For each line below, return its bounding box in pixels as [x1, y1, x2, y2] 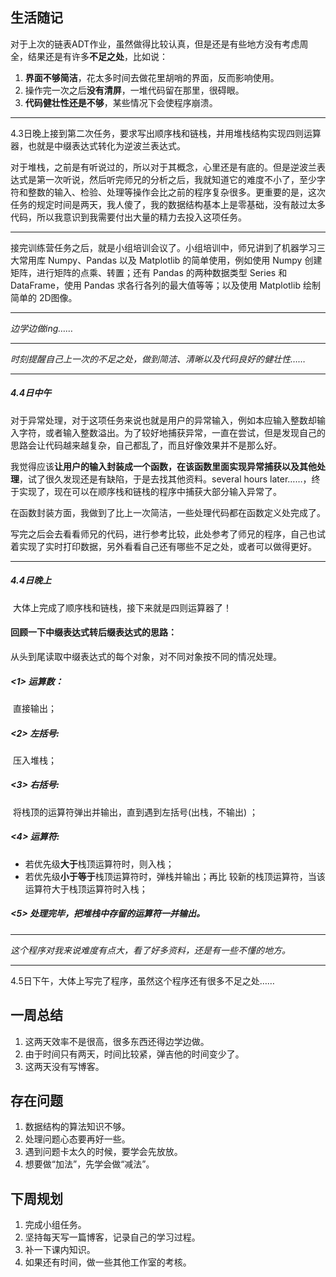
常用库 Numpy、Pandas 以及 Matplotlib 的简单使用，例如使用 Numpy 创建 [18, 254, 323, 266]
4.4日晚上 [10, 574, 52, 587]
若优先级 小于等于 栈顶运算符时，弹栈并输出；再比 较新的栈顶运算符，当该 [24, 870, 326, 882]
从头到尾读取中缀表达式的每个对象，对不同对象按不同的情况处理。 [10, 650, 282, 662]
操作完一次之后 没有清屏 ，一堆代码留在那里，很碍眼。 [24, 84, 245, 96]
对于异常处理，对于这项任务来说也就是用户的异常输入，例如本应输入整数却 [10, 414, 317, 426]
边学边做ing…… [10, 322, 74, 334]
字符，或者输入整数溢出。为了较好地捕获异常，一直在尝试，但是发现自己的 [18, 426, 326, 438]
